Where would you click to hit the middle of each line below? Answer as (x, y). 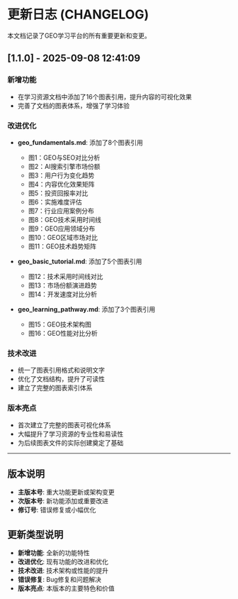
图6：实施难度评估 (55, 202)
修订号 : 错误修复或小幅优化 (57, 510)
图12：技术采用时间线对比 (66, 276)
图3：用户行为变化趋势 (61, 175)
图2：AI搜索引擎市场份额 (64, 166)
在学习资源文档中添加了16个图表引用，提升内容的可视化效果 (105, 97)
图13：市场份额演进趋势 (62, 285)
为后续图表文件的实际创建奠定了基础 (70, 443)
